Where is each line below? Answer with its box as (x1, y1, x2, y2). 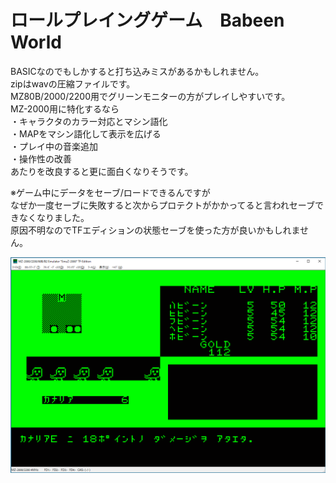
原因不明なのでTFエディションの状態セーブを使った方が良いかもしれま (10, 224, 301, 236)
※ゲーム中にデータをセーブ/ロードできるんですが (10, 186, 211, 198)
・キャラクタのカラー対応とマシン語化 (10, 115, 168, 127)
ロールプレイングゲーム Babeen (10, 9, 285, 32)
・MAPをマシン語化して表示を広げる (10, 127, 162, 140)
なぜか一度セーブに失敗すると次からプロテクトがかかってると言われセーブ (10, 199, 315, 211)
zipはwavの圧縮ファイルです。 (10, 77, 136, 90)
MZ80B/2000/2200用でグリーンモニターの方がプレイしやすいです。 (10, 90, 291, 102)
